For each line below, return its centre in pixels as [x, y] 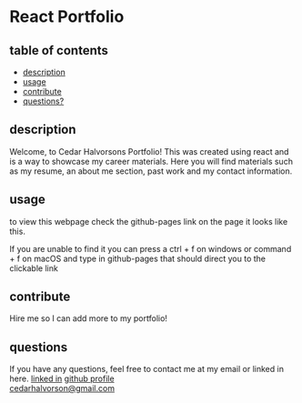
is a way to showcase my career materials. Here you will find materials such [151, 161]
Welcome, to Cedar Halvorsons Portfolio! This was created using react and [149, 151]
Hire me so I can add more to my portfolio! [89, 318]
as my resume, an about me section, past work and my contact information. [151, 171]
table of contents [59, 50]
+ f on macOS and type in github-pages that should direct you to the [138, 258]
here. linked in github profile [62, 378]
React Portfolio [67, 17]
